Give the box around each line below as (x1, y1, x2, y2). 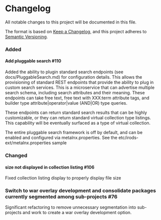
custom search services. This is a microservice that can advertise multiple (5, 85, 155, 90)
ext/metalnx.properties (5, 140, 51, 146)
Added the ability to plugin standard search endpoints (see (5, 69, 124, 75)
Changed (5, 152, 28, 159)
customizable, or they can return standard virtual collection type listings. (5, 115, 151, 121)
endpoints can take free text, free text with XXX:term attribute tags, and (5, 95, 150, 101)
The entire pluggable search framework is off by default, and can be (5, 130, 143, 135)
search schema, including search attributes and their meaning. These (5, 90, 145, 96)
